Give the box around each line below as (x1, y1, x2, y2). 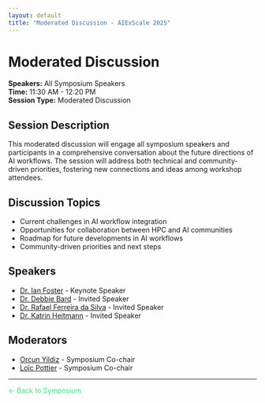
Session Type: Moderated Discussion (8, 95, 132, 105)
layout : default (8, 11, 62, 20)
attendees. (8, 173, 43, 182)
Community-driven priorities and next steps (19, 242, 162, 252)
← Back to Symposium (8, 386, 82, 395)
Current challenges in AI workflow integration (19, 217, 167, 226)
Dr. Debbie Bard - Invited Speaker (19, 293, 129, 304)
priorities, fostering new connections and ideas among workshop (30, 165, 242, 174)
